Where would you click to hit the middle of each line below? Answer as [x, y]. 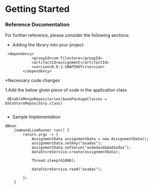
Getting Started [38, 9]
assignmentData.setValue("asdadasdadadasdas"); [81, 148]
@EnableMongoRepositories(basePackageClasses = [57, 99]
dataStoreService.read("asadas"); [67, 169]
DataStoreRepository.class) [34, 103]
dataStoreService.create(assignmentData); [76, 152]
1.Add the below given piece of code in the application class [66, 90]
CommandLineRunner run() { [42, 130]
